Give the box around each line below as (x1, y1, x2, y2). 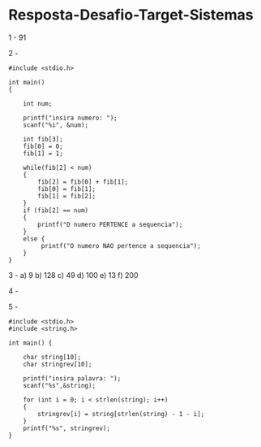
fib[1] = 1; (23, 149, 63, 158)
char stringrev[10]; (23, 360, 92, 368)
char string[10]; (23, 353, 82, 361)
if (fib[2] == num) (23, 206, 89, 215)
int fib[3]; (23, 135, 63, 143)
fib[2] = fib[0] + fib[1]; (37, 177, 129, 186)
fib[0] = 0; (23, 142, 63, 150)
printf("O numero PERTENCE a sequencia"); (37, 220, 183, 228)
